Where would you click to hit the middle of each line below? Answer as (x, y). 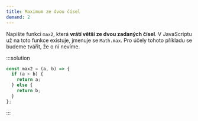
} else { (22, 85)
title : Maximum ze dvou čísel (43, 12)
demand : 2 (18, 17)
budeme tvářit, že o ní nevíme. (43, 46)
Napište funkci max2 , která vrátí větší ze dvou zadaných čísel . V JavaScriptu (99, 34)
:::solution (18, 58)
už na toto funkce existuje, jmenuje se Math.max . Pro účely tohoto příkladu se (99, 40)
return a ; (29, 80)
